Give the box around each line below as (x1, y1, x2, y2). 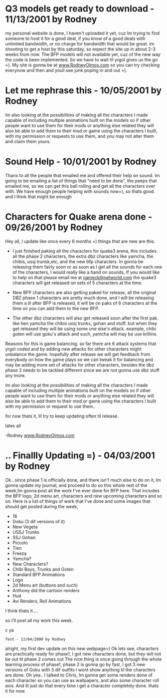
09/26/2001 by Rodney (5, 222, 103, 233)
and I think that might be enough (5, 193, 72, 200)
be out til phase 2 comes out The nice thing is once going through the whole (5, 656, 162, 662)
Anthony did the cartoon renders (12, 587, 80, 593)
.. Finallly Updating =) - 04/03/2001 (5, 450, 156, 461)
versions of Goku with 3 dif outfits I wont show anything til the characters (5, 667, 156, 673)
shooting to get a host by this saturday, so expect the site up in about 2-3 (5, 46, 156, 52)
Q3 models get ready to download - (5, 3, 155, 14)
